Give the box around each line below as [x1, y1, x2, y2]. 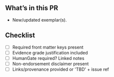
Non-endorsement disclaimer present [12, 61, 89, 67]
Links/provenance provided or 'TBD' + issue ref [12, 66, 110, 72]
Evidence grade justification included [12, 50, 88, 55]
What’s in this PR [5, 4, 58, 12]
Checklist [5, 31, 36, 40]
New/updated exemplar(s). [12, 17, 67, 23]
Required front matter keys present [12, 44, 84, 50]
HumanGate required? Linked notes [12, 55, 85, 61]
